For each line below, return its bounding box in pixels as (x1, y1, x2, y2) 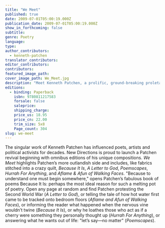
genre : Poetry (5, 35, 34, 40)
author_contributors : (5, 48, 50, 53)
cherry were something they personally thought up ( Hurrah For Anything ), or (5, 212, 160, 218)
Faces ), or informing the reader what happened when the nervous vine (5, 202, 149, 208)
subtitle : (5, 30, 26, 35)
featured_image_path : (5, 71, 50, 76)
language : (5, 39, 26, 44)
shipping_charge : (14, 108, 50, 113)
